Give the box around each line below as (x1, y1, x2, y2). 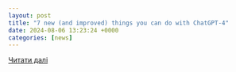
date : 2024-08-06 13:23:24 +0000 (8, 26, 119, 34)
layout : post (8, 11, 52, 20)
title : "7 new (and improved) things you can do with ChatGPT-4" (8, 19, 229, 27)
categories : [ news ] (8, 33, 73, 42)
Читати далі (8, 55, 48, 65)
